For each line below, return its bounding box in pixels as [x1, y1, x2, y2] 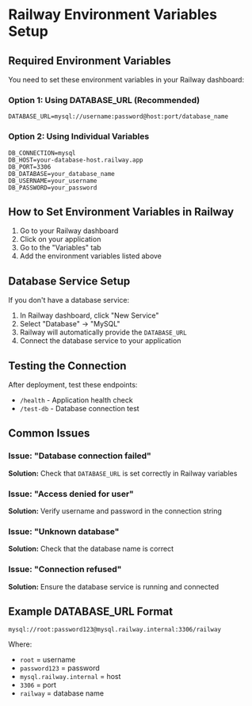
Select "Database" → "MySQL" [19, 319, 120, 329]
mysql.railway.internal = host [19, 672, 121, 681]
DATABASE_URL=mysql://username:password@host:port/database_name [8, 113, 228, 120]
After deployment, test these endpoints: [8, 380, 138, 390]
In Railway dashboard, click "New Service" [19, 311, 160, 320]
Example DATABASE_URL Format [8, 605, 173, 618]
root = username [19, 655, 76, 665]
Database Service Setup [8, 274, 131, 288]
